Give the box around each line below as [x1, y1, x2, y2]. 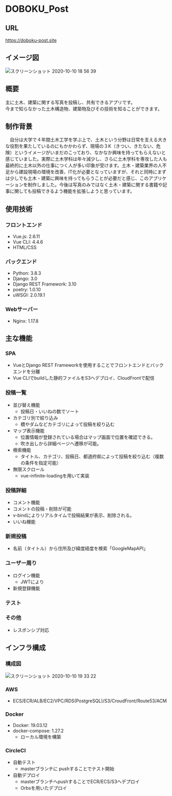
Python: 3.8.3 [12, 270, 42, 276]
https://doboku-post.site [5, 37, 57, 43]
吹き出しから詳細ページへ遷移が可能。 [20, 440, 102, 447]
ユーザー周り [5, 559, 37, 567]
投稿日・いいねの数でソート [20, 408, 80, 414]
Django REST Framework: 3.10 [12, 281, 77, 287]
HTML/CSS [12, 244, 37, 251]
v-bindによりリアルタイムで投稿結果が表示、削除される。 [12, 512, 135, 518]
